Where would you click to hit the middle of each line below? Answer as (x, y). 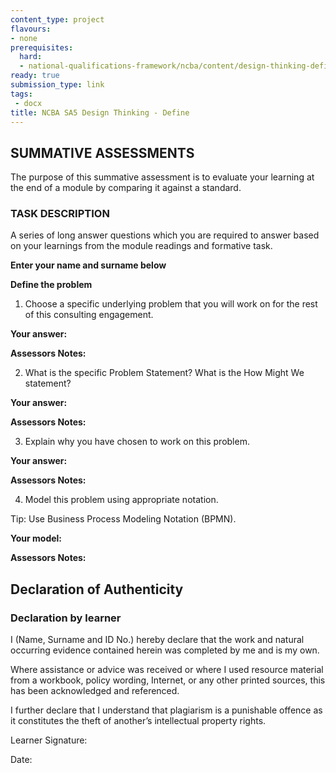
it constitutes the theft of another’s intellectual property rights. (138, 721)
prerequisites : (42, 47)
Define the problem (51, 285)
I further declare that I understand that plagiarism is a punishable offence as (166, 710)
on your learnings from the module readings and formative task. (141, 246)
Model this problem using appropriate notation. (121, 500)
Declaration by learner (66, 618)
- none (24, 38)
